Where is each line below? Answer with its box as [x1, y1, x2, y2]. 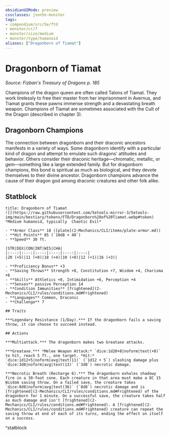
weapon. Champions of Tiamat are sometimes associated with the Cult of [5, 106, 160, 112]
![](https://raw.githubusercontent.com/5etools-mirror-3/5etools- [5, 210, 150, 215]
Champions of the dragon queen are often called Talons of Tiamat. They [5, 89, 157, 95]
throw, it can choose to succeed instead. [5, 322, 97, 327]
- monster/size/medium [5, 31, 54, 36]
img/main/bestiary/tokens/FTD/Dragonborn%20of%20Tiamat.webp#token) [5, 215, 154, 220]
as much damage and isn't [5, 398, 60, 403]
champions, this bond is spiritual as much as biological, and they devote [5, 166, 157, 173]
